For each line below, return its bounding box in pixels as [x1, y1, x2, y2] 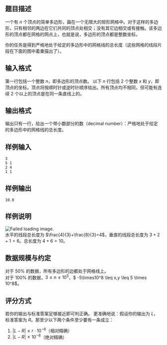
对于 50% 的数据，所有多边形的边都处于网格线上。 [5, 268, 109, 274]
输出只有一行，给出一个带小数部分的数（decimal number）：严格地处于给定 [5, 121, 158, 127]
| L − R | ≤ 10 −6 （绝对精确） [12, 333, 67, 340]
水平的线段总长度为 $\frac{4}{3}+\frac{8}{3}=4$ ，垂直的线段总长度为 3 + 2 [5, 232, 160, 238]
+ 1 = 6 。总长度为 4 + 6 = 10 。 [5, 238, 68, 244]
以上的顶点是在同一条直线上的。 [19, 90, 84, 96]
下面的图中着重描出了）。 [13, 48, 64, 54]
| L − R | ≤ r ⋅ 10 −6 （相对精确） [12, 327, 73, 334]
